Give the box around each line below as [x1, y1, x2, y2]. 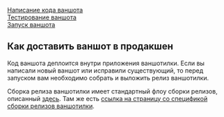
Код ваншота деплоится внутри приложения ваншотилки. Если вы [7, 59, 205, 67]
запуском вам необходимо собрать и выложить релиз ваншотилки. [7, 73, 209, 82]
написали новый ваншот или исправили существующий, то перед [7, 66, 204, 75]
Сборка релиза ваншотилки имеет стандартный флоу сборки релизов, [7, 87, 218, 96]
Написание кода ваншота [7, 6, 83, 14]
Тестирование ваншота [7, 13, 77, 21]
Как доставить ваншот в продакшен [7, 41, 174, 53]
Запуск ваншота [7, 21, 56, 28]
